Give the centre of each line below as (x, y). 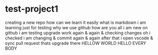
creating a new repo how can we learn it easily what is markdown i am (76, 22)
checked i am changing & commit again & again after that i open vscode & (79, 38)
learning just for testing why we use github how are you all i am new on (76, 27)
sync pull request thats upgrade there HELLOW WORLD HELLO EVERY (76, 43)
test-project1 (32, 9)
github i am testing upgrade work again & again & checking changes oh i (78, 33)
